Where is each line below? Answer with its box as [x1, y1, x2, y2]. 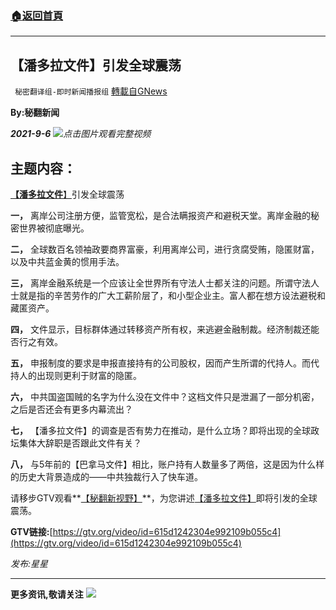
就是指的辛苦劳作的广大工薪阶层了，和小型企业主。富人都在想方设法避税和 [18, 289, 326, 301]
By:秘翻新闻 [10, 107, 60, 119]
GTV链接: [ [10, 525, 53, 537]
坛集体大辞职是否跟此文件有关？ [10, 437, 142, 449]
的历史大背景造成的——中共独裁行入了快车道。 [10, 470, 203, 482]
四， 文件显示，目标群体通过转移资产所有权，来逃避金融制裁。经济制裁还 [10, 323, 311, 335]
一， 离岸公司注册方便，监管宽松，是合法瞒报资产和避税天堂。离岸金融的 [10, 209, 311, 221]
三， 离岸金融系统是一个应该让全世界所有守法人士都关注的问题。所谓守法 [10, 277, 311, 289]
